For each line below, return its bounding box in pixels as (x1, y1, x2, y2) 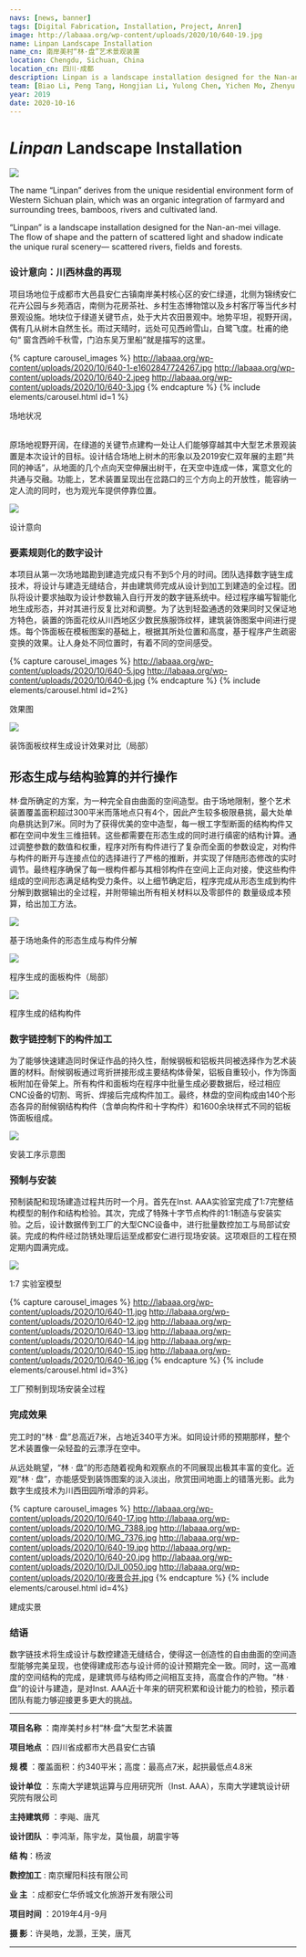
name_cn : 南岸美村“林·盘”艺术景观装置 (9, 47, 140, 57)
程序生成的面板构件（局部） (9, 971, 114, 982)
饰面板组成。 (9, 1112, 57, 1123)
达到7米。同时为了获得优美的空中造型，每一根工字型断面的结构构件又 (33, 818, 293, 829)
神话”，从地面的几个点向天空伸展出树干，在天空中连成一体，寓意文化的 (25, 462, 293, 473)
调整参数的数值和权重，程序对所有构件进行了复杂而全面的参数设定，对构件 (16, 841, 297, 852)
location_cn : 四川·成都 (9, 65, 94, 74)
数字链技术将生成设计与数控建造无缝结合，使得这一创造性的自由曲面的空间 (9, 1648, 289, 1659)
